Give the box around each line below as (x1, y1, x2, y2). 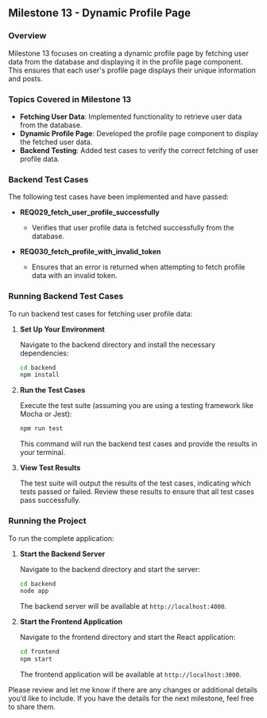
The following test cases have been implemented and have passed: (8, 192, 229, 202)
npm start (19, 655, 53, 664)
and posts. (8, 73, 43, 83)
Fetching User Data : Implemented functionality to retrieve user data (19, 112, 242, 121)
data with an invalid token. (31, 271, 118, 281)
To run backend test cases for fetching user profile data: (8, 308, 193, 318)
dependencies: (19, 348, 69, 358)
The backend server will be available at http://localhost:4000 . (19, 602, 227, 611)
